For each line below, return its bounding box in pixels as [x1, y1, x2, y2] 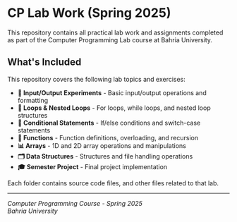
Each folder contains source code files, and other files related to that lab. [7, 178, 219, 187]
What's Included [7, 56, 82, 68]
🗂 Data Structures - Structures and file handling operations [17, 152, 193, 160]
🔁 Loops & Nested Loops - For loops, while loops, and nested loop [17, 104, 211, 112]
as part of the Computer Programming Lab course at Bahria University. [7, 35, 213, 44]
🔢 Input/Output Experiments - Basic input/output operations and [17, 88, 207, 97]
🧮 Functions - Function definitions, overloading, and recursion [17, 133, 199, 142]
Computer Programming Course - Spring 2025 [7, 199, 143, 207]
